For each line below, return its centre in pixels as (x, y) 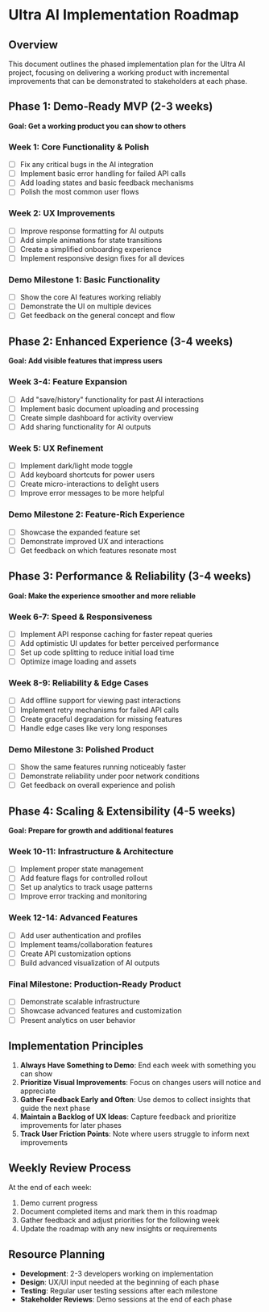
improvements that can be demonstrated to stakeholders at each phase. (128, 81)
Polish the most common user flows (79, 192)
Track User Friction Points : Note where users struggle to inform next (134, 1134)
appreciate (38, 1091)
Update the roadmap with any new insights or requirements (118, 1229)
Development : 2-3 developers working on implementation (116, 1274)
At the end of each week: (50, 1188)
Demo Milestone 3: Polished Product (81, 749)
